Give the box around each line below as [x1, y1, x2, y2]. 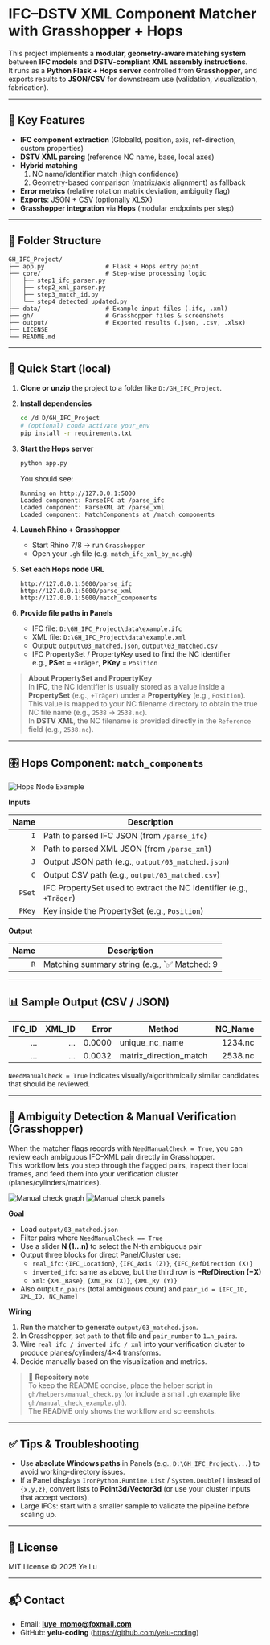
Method [148, 1023, 179, 1034]
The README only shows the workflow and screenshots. [27, 1406, 217, 1416]
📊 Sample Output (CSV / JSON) [8, 996, 170, 1009]
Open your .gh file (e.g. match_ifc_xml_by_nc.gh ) [31, 548, 193, 559]
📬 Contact [8, 1594, 65, 1607]
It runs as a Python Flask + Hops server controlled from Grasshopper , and [8, 65, 257, 75]
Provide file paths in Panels [19, 608, 113, 617]
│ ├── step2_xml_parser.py [8, 283, 106, 292]
